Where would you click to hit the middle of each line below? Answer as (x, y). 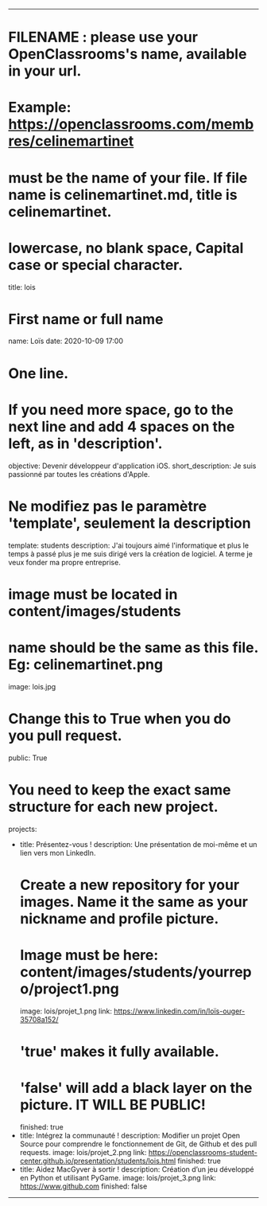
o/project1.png (69, 989)
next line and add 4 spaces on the (122, 426)
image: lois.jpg (32, 686)
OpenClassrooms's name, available (128, 55)
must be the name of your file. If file (128, 178)
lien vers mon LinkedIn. (58, 853)
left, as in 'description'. (85, 443)
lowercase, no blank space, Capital (126, 248)
